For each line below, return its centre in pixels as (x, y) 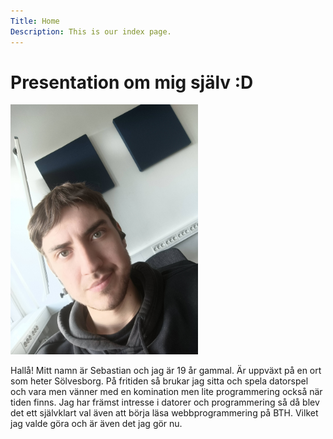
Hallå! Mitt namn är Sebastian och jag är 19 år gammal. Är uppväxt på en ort (166, 371)
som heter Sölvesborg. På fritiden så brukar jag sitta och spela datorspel (159, 381)
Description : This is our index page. (91, 31)
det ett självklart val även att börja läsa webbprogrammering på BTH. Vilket (164, 413)
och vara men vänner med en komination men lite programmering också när (166, 392)
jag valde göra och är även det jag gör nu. (96, 424)
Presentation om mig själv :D (132, 82)
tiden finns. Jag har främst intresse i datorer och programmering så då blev (165, 402)
